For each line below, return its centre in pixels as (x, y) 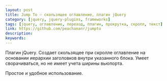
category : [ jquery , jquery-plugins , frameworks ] (58, 19)
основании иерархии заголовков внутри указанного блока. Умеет (77, 58)
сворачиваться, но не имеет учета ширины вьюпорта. (64, 63)
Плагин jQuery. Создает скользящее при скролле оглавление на (75, 52)
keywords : (16, 38)
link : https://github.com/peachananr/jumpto (53, 29)
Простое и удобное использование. (44, 73)
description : (19, 33)
